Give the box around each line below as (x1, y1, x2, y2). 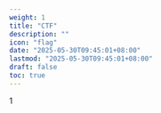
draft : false (9, 63, 58, 72)
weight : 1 (9, 12, 46, 22)
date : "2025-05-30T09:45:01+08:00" (9, 46, 141, 55)
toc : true (9, 71, 46, 80)
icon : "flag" (9, 37, 58, 47)
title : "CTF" (9, 21, 58, 30)
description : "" (9, 29, 69, 38)
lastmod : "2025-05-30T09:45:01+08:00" (9, 54, 153, 63)
